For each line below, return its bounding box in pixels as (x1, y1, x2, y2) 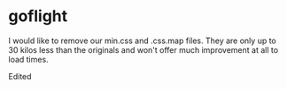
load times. (8, 54, 50, 64)
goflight (8, 6, 68, 26)
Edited (8, 70, 32, 81)
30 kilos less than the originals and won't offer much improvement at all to (8, 44, 279, 55)
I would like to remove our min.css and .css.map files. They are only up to (8, 35, 276, 46)
